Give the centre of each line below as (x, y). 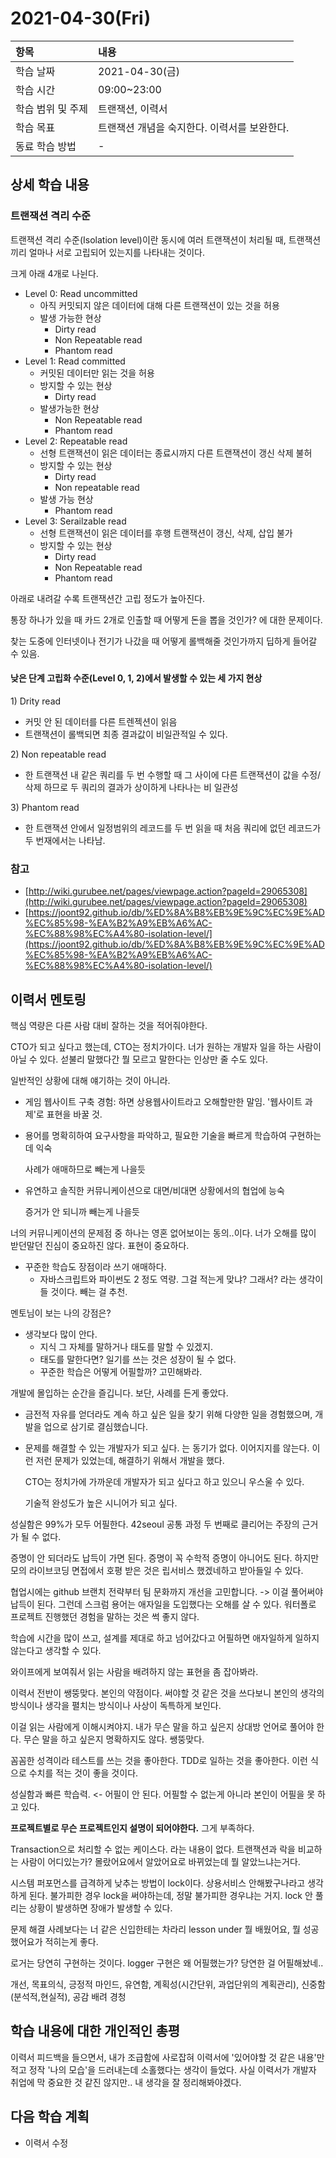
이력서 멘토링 (48, 999)
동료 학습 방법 (46, 146)
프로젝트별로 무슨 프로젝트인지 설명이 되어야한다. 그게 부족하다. (132, 1828)
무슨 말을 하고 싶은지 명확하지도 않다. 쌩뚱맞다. (114, 1739)
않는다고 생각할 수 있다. (56, 1650)
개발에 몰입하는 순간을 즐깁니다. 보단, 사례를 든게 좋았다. (119, 1393)
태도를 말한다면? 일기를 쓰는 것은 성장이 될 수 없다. (138, 1359)
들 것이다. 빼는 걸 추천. (83, 1291)
